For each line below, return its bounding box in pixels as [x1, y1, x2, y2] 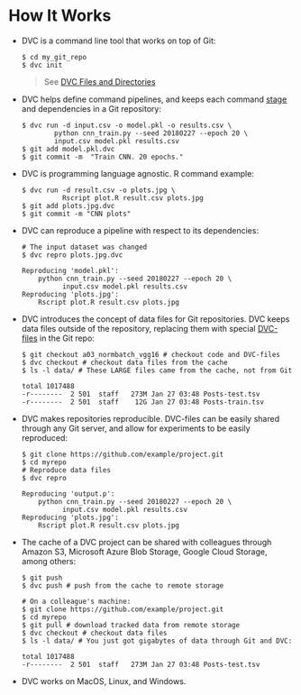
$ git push [21, 573, 63, 582]
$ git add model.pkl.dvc [21, 144, 115, 153]
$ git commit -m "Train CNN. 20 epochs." [21, 152, 184, 161]
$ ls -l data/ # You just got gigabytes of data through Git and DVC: [21, 636, 293, 645]
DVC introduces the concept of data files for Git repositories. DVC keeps [21, 313, 290, 325]
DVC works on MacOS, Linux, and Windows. [21, 675, 187, 686]
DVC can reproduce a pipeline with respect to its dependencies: [21, 224, 259, 235]
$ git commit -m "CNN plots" [21, 209, 132, 218]
